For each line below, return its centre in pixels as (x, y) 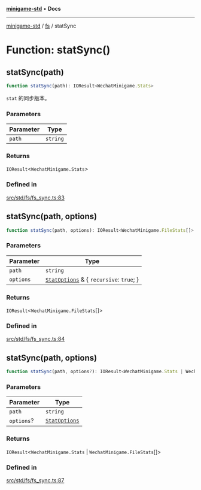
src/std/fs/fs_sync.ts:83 (35, 198)
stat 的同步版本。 (28, 98)
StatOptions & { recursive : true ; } (92, 279)
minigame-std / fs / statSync (41, 26)
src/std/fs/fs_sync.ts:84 (35, 339)
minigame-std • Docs (33, 9)
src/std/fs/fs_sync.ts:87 (35, 480)
